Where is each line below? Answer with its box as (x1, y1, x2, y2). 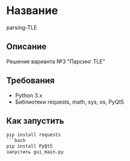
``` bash (6, 138, 26, 144)
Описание (6, 41, 47, 52)
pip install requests (6, 132, 61, 138)
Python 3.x (15, 91, 43, 99)
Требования (6, 76, 55, 86)
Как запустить (6, 115, 64, 126)
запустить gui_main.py (6, 149, 64, 155)
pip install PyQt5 (6, 143, 53, 149)
